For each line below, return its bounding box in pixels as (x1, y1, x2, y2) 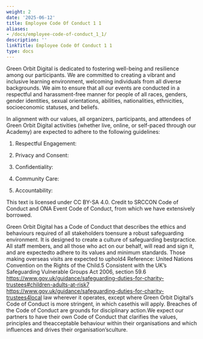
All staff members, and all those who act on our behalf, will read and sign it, (6, 242, 195, 249)
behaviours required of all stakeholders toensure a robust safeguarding (6, 229, 184, 237)
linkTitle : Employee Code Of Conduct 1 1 (6, 43, 113, 49)
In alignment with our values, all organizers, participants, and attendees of (6, 115, 191, 122)
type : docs (6, 48, 34, 54)
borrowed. (6, 211, 32, 219)
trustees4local (6, 294, 42, 301)
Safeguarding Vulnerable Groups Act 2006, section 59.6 (6, 268, 147, 275)
